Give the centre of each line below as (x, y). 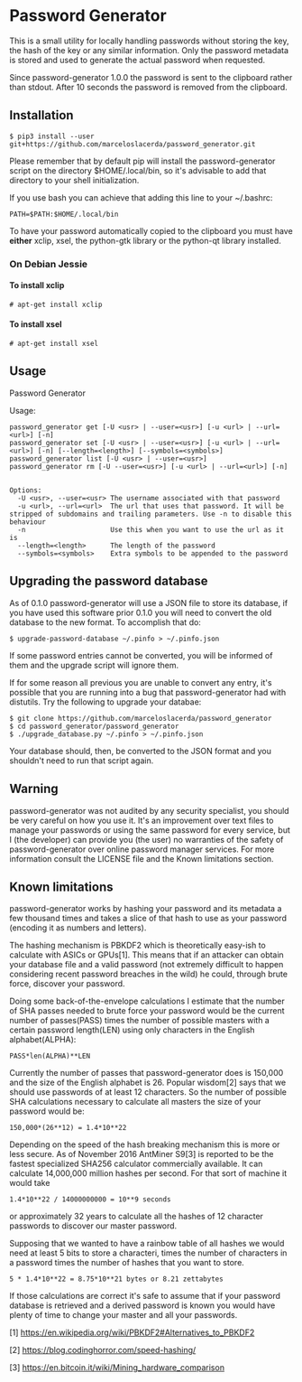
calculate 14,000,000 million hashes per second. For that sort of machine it (148, 1173)
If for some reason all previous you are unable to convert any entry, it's (141, 682)
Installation (41, 115)
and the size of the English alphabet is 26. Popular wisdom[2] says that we (148, 1083)
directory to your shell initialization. (74, 180)
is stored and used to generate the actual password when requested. (137, 60)
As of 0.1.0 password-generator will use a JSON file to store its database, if (149, 602)
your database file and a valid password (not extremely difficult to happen (146, 965)
